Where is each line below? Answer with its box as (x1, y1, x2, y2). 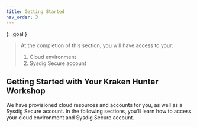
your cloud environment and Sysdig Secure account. (6, 114, 134, 121)
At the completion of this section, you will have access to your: (20, 42, 173, 49)
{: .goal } (6, 30, 28, 37)
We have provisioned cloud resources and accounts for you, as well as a (6, 102, 183, 109)
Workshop (6, 86, 46, 96)
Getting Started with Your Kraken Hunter (6, 76, 159, 86)
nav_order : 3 (6, 14, 38, 20)
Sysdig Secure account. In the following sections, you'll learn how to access (6, 108, 192, 115)
